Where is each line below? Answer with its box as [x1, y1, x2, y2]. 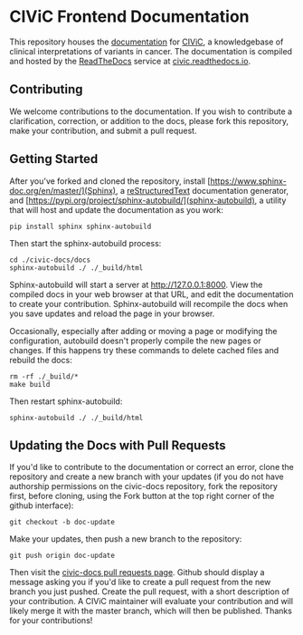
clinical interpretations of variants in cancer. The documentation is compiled [9, 45, 292, 56]
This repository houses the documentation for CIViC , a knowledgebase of [9, 36, 284, 47]
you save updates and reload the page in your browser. [9, 308, 215, 319]
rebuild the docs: [9, 354, 72, 365]
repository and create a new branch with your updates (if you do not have [9, 471, 284, 482]
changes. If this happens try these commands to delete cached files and [9, 344, 279, 355]
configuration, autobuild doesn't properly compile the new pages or [9, 335, 261, 346]
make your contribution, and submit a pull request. [9, 125, 197, 136]
